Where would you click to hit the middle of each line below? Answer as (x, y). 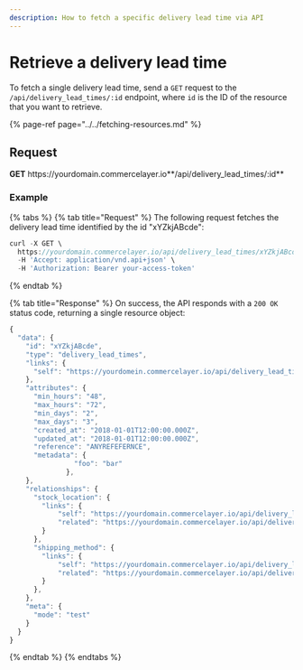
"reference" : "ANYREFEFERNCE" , (92, 447)
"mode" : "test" (62, 615)
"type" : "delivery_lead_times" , (86, 354)
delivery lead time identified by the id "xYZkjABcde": (107, 227)
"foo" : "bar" (98, 464)
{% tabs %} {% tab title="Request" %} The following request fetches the (144, 217)
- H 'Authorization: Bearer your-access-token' (106, 269)
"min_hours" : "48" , (69, 397)
